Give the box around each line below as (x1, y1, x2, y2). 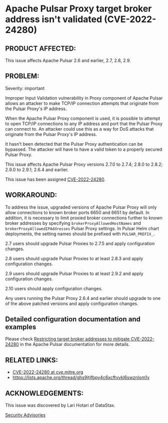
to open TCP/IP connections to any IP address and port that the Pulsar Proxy (5, 121, 163, 127)
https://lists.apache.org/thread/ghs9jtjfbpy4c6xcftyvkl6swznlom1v (12, 374, 150, 380)
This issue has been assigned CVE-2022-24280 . (5, 176, 106, 182)
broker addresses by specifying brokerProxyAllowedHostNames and (5, 220, 141, 226)
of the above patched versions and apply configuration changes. (5, 300, 138, 306)
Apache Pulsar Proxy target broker (5, 3, 152, 15)
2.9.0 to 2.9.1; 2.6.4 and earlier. (5, 166, 69, 173)
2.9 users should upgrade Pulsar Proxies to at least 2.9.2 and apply (5, 270, 143, 276)
